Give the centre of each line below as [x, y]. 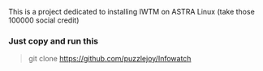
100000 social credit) [44, 20]
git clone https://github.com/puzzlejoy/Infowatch [110, 59]
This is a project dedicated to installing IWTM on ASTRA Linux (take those [132, 12]
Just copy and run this [54, 41]
